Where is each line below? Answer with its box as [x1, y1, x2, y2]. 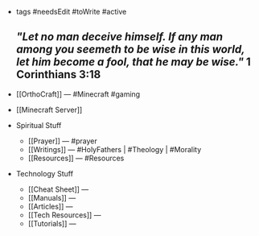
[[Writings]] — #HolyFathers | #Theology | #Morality [27, 144, 202, 154]
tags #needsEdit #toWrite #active [15, 7, 127, 16]
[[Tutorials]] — [27, 218, 76, 228]
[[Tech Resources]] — [27, 209, 101, 220]
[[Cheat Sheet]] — [27, 184, 89, 194]
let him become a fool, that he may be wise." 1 [15, 56, 251, 69]
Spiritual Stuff [15, 120, 62, 130]
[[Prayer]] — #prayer [27, 136, 98, 146]
